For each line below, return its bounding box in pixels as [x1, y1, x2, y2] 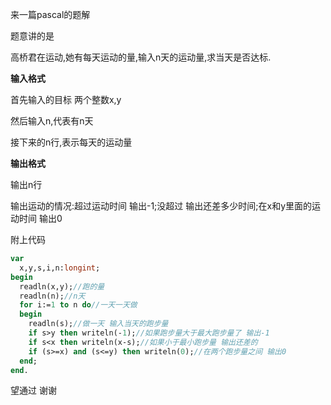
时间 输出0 [18, 213, 63, 224]
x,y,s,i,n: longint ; [19, 263, 101, 273]
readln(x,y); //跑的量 [19, 281, 105, 292]
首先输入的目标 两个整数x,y [10, 94, 122, 105]
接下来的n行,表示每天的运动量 [10, 136, 133, 148]
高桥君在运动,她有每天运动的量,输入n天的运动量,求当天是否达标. [10, 51, 272, 63]
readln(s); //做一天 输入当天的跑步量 [28, 319, 169, 329]
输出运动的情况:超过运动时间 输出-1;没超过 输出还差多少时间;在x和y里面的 [10, 200, 313, 212]
